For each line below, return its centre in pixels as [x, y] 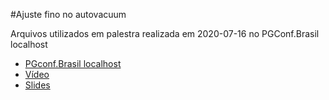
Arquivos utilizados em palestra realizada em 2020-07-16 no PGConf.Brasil [165, 33]
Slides [37, 85]
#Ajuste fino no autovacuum [68, 14]
